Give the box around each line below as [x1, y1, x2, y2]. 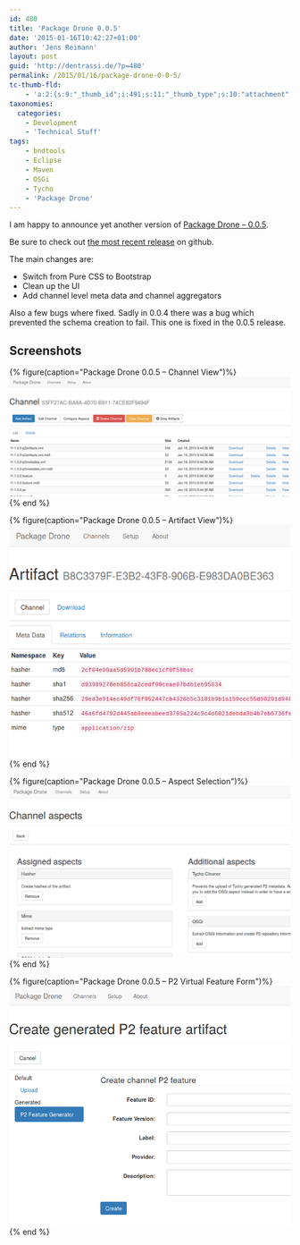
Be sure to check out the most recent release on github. [9, 237, 214, 248]
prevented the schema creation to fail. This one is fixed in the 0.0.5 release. [9, 318, 287, 328]
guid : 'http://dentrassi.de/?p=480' [9, 62, 146, 71]
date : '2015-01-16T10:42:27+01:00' [9, 33, 142, 42]
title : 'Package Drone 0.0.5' [9, 23, 122, 33]
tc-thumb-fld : [9, 80, 62, 89]
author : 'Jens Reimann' [9, 43, 98, 52]
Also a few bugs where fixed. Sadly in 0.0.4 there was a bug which [9, 308, 254, 318]
